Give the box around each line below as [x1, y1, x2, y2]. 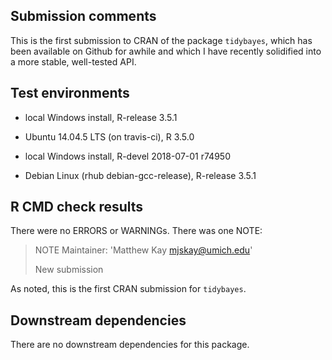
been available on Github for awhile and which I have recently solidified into [10, 45, 322, 57]
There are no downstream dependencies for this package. [10, 339, 250, 351]
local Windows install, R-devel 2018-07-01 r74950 [24, 150, 231, 162]
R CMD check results [10, 199, 144, 216]
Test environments [10, 85, 130, 102]
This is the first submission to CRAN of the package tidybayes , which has [10, 34, 313, 46]
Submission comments [10, 8, 157, 25]
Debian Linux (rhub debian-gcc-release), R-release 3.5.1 [24, 169, 257, 181]
